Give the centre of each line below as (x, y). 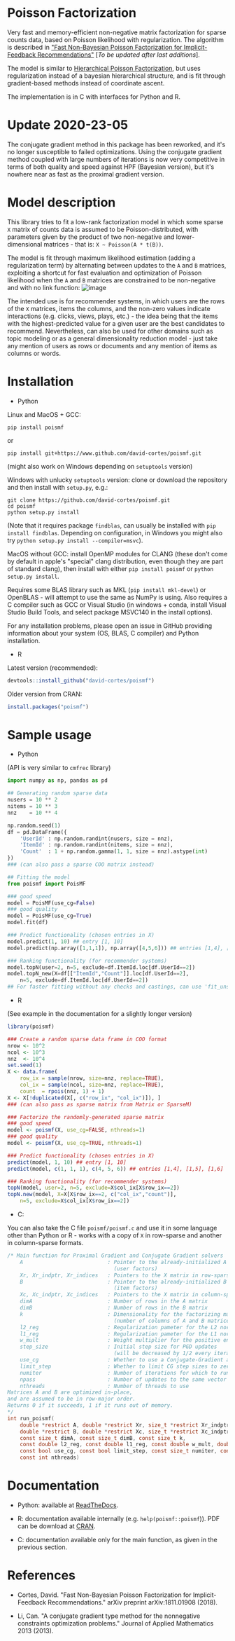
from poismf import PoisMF (47, 884)
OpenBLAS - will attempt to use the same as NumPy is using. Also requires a (117, 597)
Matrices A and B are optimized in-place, (70, 1392)
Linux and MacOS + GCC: (44, 414)
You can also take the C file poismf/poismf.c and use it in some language (112, 1228)
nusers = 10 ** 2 (33, 800)
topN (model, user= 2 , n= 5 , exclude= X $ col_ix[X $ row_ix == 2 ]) (93, 1188)
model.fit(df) (28, 923)
